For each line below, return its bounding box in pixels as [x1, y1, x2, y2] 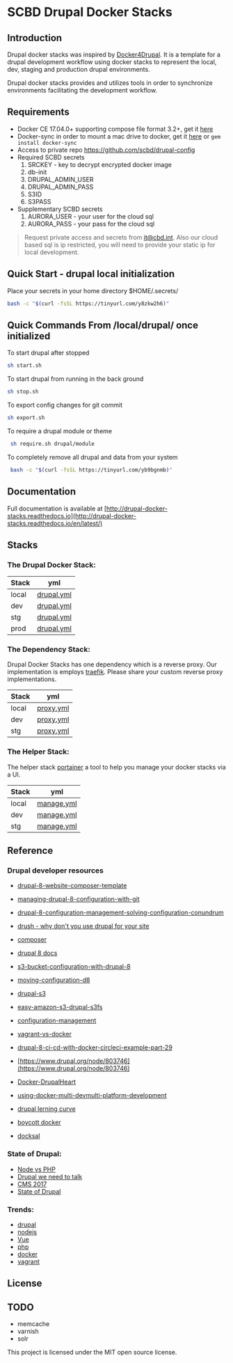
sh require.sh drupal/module [10, 440, 95, 447]
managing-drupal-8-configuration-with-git [17, 895, 140, 903]
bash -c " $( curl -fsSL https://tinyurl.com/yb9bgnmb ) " [10, 466, 172, 474]
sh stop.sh [7, 388, 39, 396]
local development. [24, 248, 79, 256]
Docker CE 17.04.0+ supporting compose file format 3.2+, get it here [17, 125, 214, 133]
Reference [7, 845, 54, 857]
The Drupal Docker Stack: [7, 560, 96, 570]
